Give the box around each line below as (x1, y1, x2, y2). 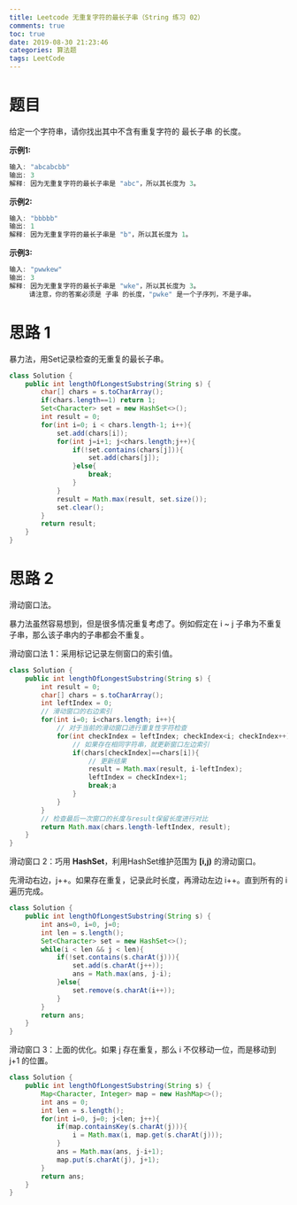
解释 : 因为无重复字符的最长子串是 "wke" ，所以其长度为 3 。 (9, 281, 201, 291)
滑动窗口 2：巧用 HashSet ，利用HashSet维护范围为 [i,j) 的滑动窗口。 (9, 856, 261, 867)
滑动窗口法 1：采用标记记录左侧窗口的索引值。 (9, 648, 178, 658)
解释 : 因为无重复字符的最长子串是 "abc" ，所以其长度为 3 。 (9, 179, 201, 188)
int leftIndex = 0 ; (41, 699, 113, 708)
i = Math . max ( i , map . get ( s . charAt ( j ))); (72, 1131, 224, 1139)
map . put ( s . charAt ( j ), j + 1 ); (56, 1155, 161, 1164)
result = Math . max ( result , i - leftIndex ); (88, 765, 243, 774)
